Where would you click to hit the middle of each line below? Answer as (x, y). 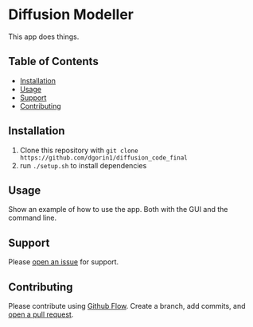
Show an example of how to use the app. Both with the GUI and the (118, 210)
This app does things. (44, 37)
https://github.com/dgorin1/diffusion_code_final (104, 158)
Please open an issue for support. (64, 262)
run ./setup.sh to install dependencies (83, 165)
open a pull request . (41, 314)
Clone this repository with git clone (79, 150)
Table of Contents (54, 62)
